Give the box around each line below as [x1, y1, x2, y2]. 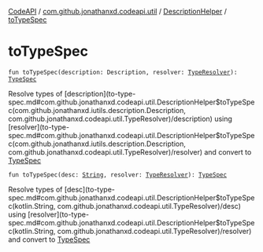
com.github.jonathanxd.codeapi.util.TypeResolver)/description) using [8, 114, 232, 123]
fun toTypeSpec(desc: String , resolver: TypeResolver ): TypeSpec [8, 170, 227, 179]
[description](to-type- [64, 89, 136, 98]
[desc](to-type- [64, 184, 116, 194]
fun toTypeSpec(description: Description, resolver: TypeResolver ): [8, 68, 238, 76]
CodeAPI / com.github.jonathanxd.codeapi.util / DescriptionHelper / [8, 7, 227, 16]
